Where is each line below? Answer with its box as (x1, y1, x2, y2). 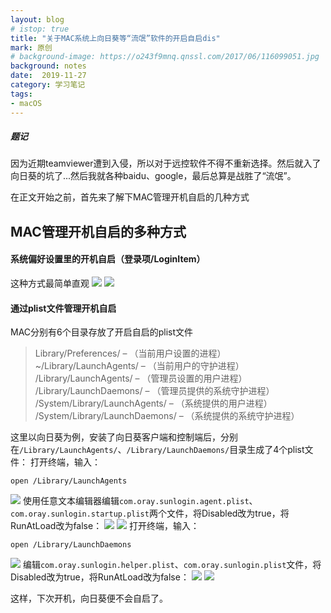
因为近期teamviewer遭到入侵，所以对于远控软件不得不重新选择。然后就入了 (10, 157, 322, 170)
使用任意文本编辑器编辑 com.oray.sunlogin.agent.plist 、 (22, 495, 258, 507)
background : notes (10, 61, 87, 71)
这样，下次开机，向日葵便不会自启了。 (10, 592, 168, 605)
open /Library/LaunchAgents (10, 476, 128, 486)
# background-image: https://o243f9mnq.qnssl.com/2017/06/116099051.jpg (10, 52, 320, 62)
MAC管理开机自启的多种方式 (10, 223, 187, 240)
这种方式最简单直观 (10, 277, 90, 290)
